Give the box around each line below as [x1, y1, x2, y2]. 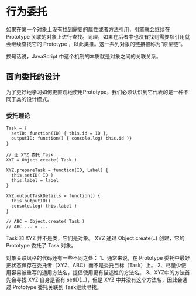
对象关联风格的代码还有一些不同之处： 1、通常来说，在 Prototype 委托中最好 [6, 254, 190, 261]
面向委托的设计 [6, 71, 60, 82]
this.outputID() [11, 198, 51, 204]
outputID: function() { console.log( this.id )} [11, 136, 132, 142]
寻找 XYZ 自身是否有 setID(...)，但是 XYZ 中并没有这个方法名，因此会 [16, 276, 183, 284]
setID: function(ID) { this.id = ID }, [11, 130, 109, 136]
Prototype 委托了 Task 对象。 [6, 242, 77, 249]
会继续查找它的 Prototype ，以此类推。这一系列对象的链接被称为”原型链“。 [6, 40, 186, 47]
